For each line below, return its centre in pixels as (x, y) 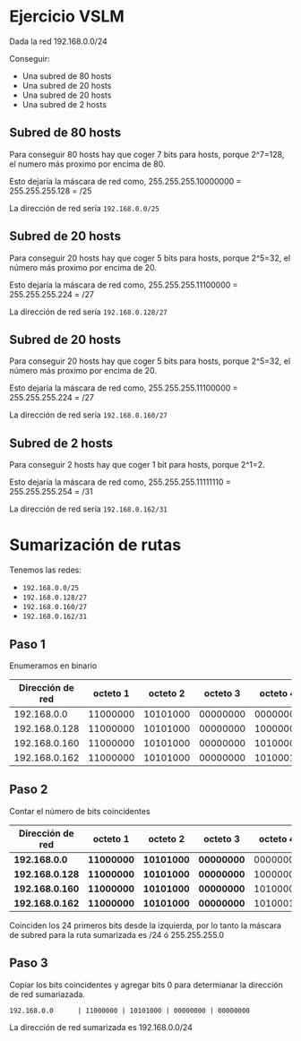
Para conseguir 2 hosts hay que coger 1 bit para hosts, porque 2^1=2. (138, 465)
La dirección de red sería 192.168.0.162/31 (88, 509)
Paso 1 (28, 644)
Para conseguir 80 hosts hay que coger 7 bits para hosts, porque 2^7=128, (147, 154)
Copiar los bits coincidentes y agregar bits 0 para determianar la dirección (146, 985)
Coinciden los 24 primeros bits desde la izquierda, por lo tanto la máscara (146, 925)
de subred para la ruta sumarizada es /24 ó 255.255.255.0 (117, 934)
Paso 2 (29, 790)
